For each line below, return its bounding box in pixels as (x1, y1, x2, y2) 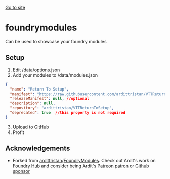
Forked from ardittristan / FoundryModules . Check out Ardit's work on (12, 157, 156, 163)
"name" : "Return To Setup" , (10, 86, 69, 92)
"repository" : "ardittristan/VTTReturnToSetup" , (10, 106, 114, 111)
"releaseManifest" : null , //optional (10, 96, 90, 101)
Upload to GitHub (12, 124, 49, 130)
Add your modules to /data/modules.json (12, 72, 98, 78)
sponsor (12, 168, 30, 174)
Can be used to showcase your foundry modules (5, 38, 107, 44)
